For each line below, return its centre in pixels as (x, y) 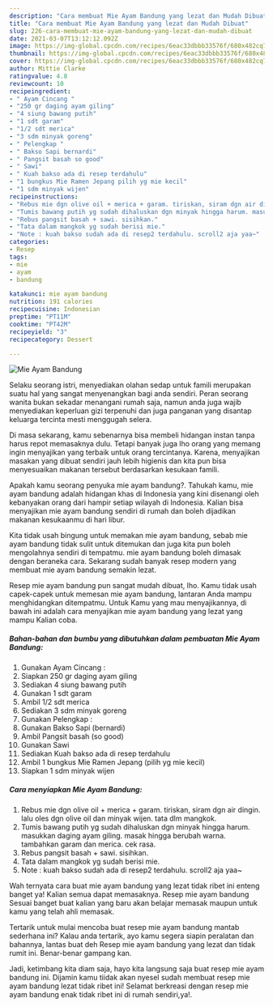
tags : (18, 257)
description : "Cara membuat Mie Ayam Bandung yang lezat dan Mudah (126, 16)
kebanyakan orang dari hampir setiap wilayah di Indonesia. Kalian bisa (126, 502)
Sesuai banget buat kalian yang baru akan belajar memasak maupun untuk (134, 903)
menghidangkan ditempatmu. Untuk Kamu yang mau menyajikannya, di (128, 603)
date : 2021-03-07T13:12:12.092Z (64, 38)
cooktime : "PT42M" (40, 324)
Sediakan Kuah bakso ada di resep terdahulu (96, 753)
